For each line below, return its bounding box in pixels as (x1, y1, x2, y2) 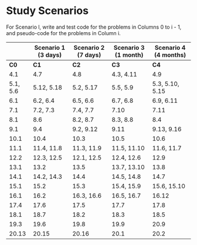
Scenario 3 (113, 43, 145, 51)
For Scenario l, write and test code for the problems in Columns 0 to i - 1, (6, 23, 182, 30)
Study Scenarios (6, 4, 89, 18)
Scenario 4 (154, 43, 186, 51)
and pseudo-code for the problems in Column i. (6, 29, 121, 36)
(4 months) (154, 51, 186, 59)
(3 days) (38, 51, 62, 59)
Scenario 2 (73, 43, 105, 51)
